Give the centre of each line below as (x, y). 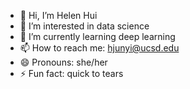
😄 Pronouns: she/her (63, 62)
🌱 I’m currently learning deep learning (97, 36)
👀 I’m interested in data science (84, 26)
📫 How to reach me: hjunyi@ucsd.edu (99, 48)
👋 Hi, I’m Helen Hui (58, 15)
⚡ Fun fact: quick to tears (71, 73)
